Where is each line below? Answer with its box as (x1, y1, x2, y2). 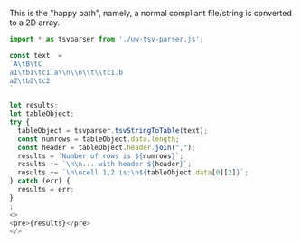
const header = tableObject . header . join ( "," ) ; (17, 143, 196, 152)
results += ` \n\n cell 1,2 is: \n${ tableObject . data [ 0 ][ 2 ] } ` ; (17, 168, 249, 177)
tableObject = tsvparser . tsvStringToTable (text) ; (17, 126, 208, 135)
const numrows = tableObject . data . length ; (17, 135, 180, 144)
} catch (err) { (9, 176, 71, 186)
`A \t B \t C (9, 59, 42, 69)
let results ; (9, 101, 59, 110)
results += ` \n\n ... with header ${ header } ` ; (17, 160, 193, 169)
